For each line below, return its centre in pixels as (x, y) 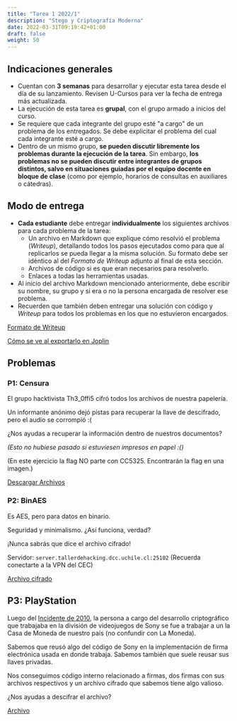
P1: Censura (28, 383)
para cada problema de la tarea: (64, 230)
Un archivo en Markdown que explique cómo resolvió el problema (124, 238)
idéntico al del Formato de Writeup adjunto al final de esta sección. (126, 261)
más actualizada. (42, 101)
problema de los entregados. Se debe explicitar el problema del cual (117, 131)
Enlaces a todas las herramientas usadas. (89, 276)
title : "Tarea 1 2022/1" (44, 14)
